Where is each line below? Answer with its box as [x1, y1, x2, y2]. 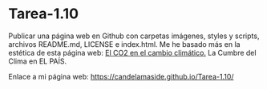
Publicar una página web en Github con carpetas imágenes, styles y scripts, [8, 31, 260, 41]
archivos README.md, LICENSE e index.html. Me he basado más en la [8, 39, 241, 48]
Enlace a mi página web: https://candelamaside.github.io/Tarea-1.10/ [8, 72, 234, 81]
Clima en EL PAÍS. [8, 56, 67, 66]
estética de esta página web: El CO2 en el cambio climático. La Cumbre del [8, 48, 257, 57]
